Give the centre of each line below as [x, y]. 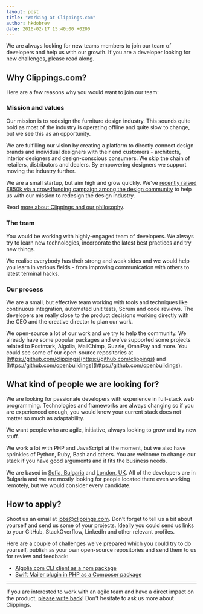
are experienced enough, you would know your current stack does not [94, 412]
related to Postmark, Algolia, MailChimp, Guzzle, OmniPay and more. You [97, 346]
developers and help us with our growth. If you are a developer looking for [98, 53]
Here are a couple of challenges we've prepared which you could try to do [99, 543]
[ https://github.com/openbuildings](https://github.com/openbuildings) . [94, 365]
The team [21, 223]
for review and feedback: [37, 556]
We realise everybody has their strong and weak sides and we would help [98, 261]
